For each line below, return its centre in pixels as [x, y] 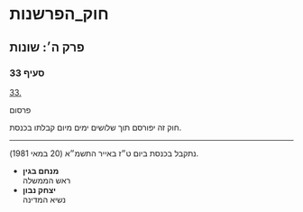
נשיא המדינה [44, 199]
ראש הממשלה [46, 180]
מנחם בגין [41, 171]
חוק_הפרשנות [60, 14]
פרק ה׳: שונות [47, 47]
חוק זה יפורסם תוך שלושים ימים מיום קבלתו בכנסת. [96, 127]
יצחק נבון [39, 189]
